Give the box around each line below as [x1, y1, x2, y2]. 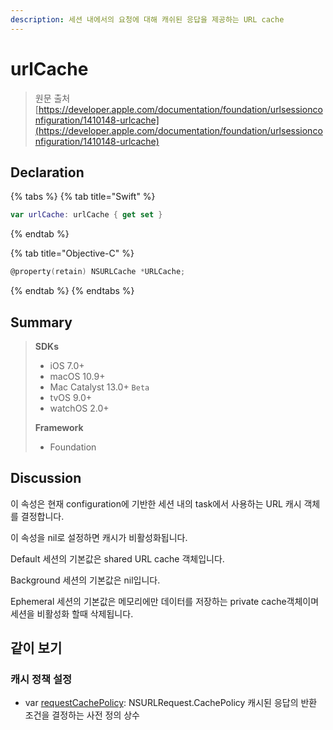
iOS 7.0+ [49, 359, 85, 371]
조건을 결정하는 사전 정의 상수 [24, 709, 140, 721]
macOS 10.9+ [49, 370, 106, 382]
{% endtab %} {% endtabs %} [10, 285, 135, 297]
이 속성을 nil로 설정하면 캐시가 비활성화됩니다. [10, 531, 188, 543]
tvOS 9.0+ [49, 391, 93, 403]
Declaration [10, 164, 85, 181]
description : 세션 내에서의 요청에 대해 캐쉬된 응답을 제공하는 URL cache [10, 14, 285, 25]
